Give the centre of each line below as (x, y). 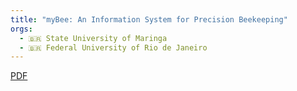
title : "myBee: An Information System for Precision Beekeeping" (149, 19)
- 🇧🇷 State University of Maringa (93, 38)
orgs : (21, 29)
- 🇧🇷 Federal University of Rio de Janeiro (113, 47)
